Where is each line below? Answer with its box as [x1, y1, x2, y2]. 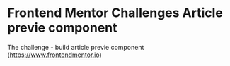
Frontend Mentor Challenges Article [7, 5, 223, 21]
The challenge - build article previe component [7, 43, 144, 51]
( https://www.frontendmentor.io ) [7, 51, 103, 59]
